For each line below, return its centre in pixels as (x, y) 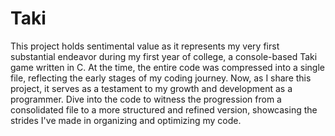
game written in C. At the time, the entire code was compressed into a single (168, 67)
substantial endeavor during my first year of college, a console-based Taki (164, 56)
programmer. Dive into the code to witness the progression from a (146, 99)
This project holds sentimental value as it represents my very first (145, 46)
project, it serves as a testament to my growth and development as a (151, 88)
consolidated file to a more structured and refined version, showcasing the (164, 109)
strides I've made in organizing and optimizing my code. (126, 120)
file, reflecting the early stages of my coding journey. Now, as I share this (161, 78)
